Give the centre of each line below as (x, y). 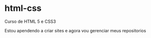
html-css (23, 8)
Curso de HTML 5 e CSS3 (30, 21)
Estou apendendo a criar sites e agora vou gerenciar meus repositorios (75, 30)
